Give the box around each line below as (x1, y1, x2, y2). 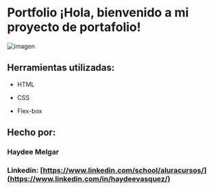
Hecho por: (7, 127, 56, 139)
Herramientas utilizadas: (7, 62, 115, 73)
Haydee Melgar (7, 147, 60, 157)
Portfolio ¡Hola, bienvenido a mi (7, 5, 189, 21)
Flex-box (16, 106, 42, 115)
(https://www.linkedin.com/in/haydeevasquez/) (7, 174, 171, 183)
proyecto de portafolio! (7, 19, 142, 35)
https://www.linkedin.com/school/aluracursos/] (42, 165, 207, 175)
